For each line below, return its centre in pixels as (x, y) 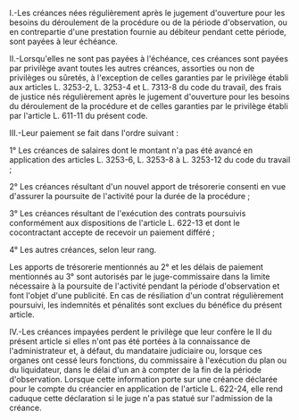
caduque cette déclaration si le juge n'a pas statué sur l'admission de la (141, 398)
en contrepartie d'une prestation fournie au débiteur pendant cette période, (148, 32)
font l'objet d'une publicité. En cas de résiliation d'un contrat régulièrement (146, 295)
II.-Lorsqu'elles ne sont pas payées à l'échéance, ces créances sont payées (149, 59)
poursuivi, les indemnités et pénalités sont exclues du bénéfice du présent (146, 305)
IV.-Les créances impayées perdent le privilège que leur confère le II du (141, 332)
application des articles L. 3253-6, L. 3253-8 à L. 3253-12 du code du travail (150, 160)
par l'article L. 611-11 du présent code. (79, 116)
